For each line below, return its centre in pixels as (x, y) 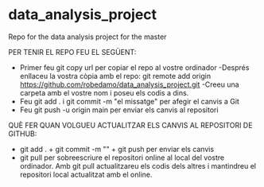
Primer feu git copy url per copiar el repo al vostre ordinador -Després (134, 67)
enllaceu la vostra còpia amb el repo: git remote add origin (115, 76)
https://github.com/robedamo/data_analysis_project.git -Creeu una (130, 84)
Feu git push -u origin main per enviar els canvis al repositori (119, 110)
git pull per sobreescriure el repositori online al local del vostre (122, 158)
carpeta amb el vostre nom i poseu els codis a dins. (104, 92)
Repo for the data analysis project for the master (87, 37)
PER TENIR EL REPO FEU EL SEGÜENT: (72, 52)
